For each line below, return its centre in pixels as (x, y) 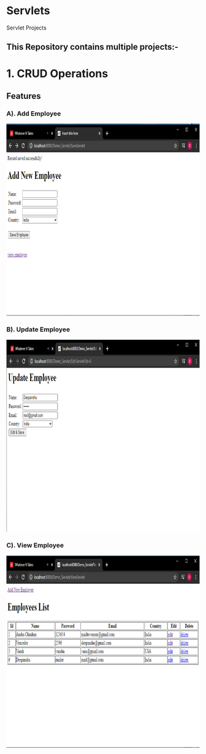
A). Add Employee (34, 113)
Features (24, 96)
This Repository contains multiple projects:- (93, 47)
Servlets (28, 11)
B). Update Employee (38, 329)
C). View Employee (35, 546)
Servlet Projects (27, 28)
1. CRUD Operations (57, 73)
